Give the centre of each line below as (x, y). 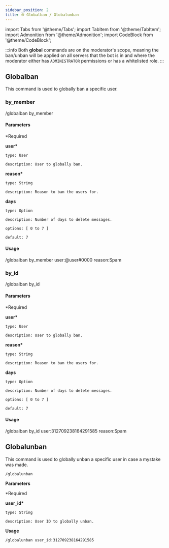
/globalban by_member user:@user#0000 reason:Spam (63, 260)
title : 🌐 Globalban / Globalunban (42, 15)
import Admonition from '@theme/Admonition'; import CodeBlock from (79, 35)
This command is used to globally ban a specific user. (61, 89)
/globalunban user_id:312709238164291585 (50, 540)
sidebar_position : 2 (27, 10)
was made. (17, 465)
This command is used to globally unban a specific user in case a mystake (83, 459)
